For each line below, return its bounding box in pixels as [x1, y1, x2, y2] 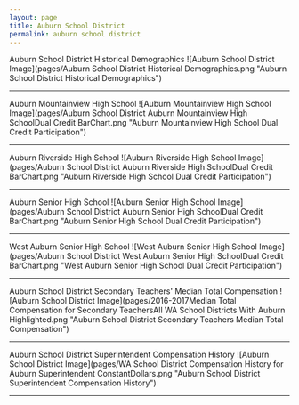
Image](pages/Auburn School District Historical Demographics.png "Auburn [9, 63, 287, 74]
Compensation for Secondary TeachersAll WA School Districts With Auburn [9, 304, 286, 316]
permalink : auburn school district [9, 29, 141, 38]
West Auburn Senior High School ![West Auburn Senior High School [9, 241, 258, 252]
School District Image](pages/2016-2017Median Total [41, 296, 237, 306]
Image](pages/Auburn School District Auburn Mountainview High [9, 108, 248, 118]
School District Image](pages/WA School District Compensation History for [9, 359, 284, 369]
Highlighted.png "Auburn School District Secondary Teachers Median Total [9, 314, 284, 325]
